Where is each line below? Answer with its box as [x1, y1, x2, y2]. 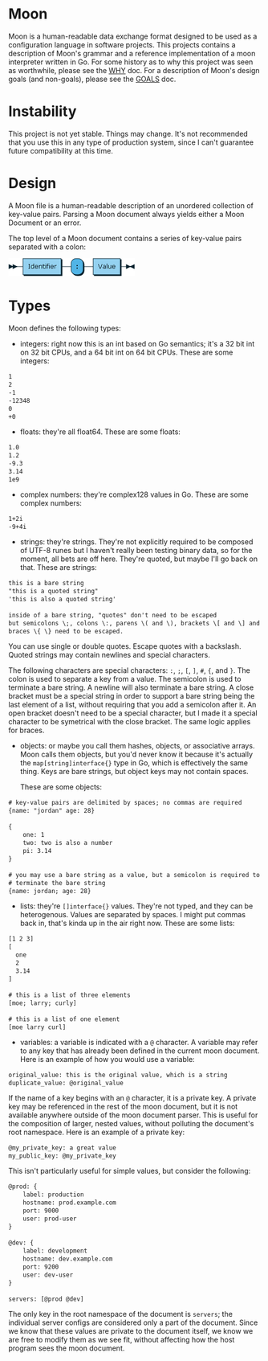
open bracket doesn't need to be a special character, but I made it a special [8, 708, 258, 718]
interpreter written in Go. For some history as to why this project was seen [8, 57, 254, 67]
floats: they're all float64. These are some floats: [19, 427, 181, 437]
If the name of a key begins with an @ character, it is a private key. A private [8, 1092, 257, 1102]
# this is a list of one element [8, 1015, 120, 1023]
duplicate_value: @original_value [8, 1079, 124, 1087]
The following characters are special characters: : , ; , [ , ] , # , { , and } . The [8, 665, 251, 675]
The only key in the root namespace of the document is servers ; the [8, 1309, 233, 1318]
